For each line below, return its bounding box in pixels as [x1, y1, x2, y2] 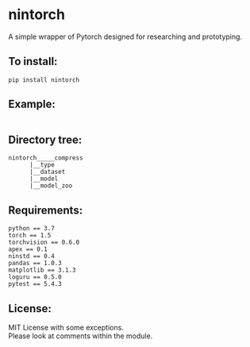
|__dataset [29, 168, 66, 176]
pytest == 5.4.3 [8, 280, 62, 288]
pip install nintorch [8, 75, 80, 84]
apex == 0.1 [8, 245, 48, 253]
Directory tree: [8, 133, 83, 146]
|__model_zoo [29, 182, 73, 190]
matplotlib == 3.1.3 [8, 266, 77, 275]
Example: [8, 98, 56, 111]
